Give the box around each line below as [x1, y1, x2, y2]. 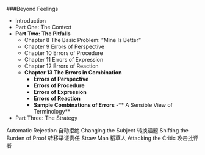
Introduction [15, 17, 46, 24]
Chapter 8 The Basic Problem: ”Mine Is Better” [24, 37, 142, 43]
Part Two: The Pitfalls [15, 30, 71, 37]
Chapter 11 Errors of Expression [24, 56, 104, 63]
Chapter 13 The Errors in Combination [24, 69, 122, 76]
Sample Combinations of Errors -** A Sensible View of [33, 101, 173, 109]
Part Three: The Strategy [15, 114, 78, 121]
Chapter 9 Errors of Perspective [24, 43, 105, 50]
